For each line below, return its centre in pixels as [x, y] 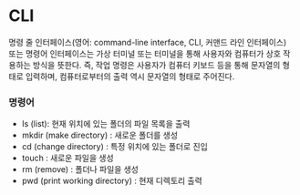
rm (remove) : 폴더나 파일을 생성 [80, 169]
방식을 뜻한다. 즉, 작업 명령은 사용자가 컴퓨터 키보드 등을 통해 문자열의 [156, 65]
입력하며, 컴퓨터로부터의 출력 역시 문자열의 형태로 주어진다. [130, 76]
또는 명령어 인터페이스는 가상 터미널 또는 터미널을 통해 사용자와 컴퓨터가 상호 [145, 53]
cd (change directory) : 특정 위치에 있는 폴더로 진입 [115, 147]
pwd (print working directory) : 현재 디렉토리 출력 [112, 181]
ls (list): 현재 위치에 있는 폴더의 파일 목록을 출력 [106, 124]
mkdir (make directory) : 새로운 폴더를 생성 [100, 135]
